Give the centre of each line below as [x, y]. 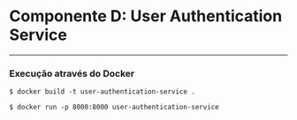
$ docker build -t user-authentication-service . [103, 92]
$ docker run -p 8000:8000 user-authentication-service [114, 108]
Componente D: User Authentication [146, 16]
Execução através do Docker [72, 73]
